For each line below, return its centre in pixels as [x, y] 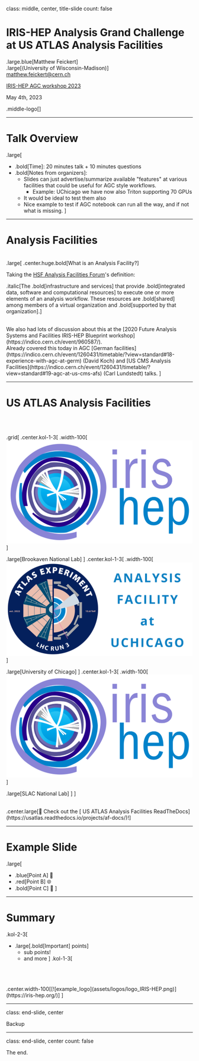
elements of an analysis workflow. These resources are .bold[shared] [91, 298]
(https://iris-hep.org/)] [33, 995]
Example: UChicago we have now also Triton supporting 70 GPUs [112, 191]
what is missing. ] [45, 210]
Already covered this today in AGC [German [60, 348]
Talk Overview [42, 138]
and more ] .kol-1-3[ [48, 958]
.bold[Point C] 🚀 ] [36, 888]
